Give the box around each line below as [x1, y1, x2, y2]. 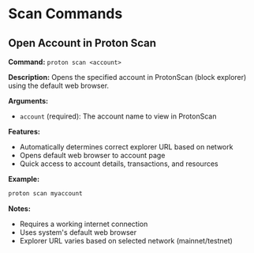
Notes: [8, 203, 32, 213]
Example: [8, 175, 40, 183]
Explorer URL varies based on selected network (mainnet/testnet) [19, 236, 233, 245]
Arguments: [8, 96, 49, 105]
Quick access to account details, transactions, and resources [19, 159, 219, 168]
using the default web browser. [8, 81, 109, 90]
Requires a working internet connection [19, 219, 148, 228]
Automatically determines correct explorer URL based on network [19, 142, 233, 151]
